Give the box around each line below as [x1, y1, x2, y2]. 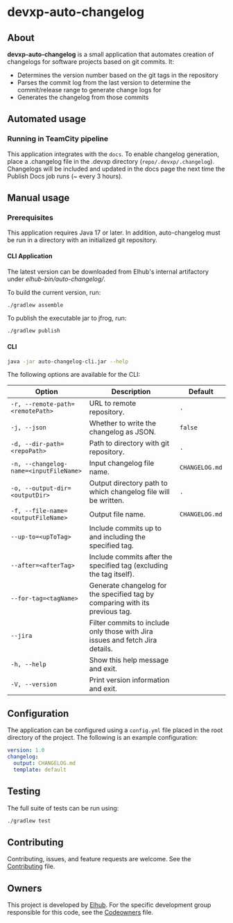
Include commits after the [89, 552, 173, 562]
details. [89, 644, 113, 654]
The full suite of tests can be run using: [7, 804, 119, 812]
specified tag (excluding [89, 561, 169, 570]
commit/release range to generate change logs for [17, 86, 162, 94]
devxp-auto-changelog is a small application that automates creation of [7, 50, 214, 58]
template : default [13, 766, 67, 773]
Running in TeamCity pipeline [7, 134, 109, 144]
